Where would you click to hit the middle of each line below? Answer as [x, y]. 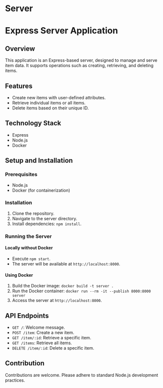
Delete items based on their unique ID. [50, 108]
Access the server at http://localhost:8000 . [57, 300]
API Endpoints [27, 316]
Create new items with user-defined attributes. [59, 97]
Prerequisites [21, 175]
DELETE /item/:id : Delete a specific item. [53, 348]
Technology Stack [33, 123]
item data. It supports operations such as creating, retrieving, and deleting [79, 66]
